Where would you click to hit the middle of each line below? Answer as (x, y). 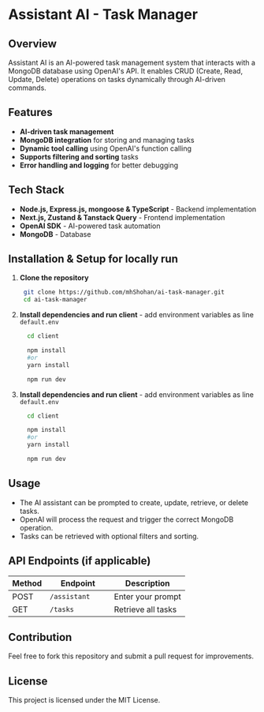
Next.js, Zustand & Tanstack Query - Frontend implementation (122, 217)
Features (30, 112)
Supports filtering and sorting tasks (79, 156)
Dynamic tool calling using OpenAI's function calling (105, 148)
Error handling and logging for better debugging (99, 165)
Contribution (40, 637)
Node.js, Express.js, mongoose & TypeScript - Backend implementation (138, 209)
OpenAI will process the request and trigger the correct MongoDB (126, 519)
